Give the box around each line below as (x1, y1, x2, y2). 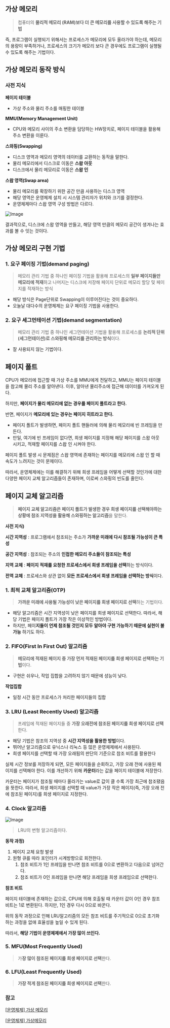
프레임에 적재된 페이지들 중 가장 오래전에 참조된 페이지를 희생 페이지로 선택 (17, 720, 164, 726)
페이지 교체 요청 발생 (12, 849, 54, 855)
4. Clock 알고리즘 (5, 805, 47, 812)
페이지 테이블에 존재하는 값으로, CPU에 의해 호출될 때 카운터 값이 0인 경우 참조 (5, 896, 160, 902)
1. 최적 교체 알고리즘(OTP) (5, 587, 66, 594)
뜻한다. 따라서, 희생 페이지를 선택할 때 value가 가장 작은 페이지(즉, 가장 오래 (10, 785, 159, 790)
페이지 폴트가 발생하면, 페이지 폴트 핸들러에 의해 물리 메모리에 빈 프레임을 (12, 422, 157, 428)
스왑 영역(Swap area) (5, 177, 49, 183)
